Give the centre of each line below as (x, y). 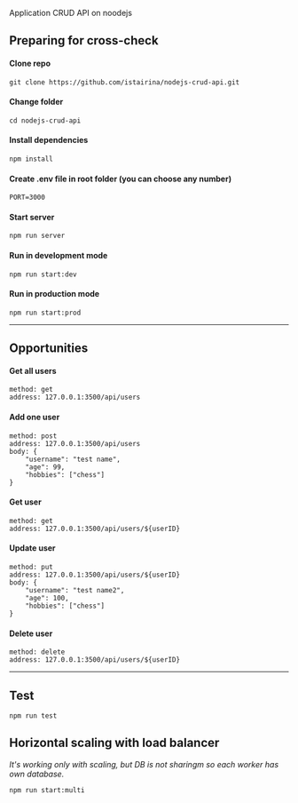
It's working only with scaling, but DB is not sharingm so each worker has (144, 764)
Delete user (31, 633)
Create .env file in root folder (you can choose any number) (121, 179)
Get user (25, 502)
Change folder (36, 102)
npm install (31, 159)
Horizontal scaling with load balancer (114, 743)
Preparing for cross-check (84, 40)
